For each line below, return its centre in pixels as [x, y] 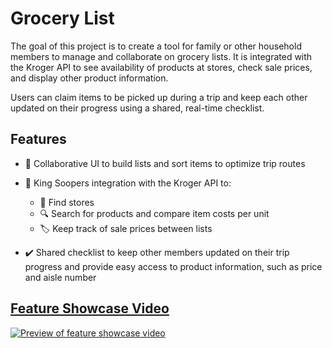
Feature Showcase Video [90, 308]
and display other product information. [89, 78]
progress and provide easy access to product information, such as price [173, 266]
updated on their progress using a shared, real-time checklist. [137, 108]
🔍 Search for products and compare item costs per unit [154, 213]
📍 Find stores [67, 202]
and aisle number [60, 277]
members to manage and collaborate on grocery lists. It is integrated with [161, 56]
